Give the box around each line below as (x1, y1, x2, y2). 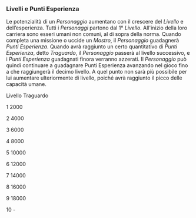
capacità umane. (6, 81, 47, 88)
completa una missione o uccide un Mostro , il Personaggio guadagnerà (6, 37, 180, 44)
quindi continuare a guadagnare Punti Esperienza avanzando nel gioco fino (6, 62, 188, 69)
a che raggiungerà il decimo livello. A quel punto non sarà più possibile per (6, 68, 187, 75)
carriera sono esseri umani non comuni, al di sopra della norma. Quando (6, 31, 181, 38)
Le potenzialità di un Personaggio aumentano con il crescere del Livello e (6, 18, 184, 25)
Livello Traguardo (6, 92, 49, 99)
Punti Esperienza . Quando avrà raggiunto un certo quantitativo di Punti (6, 43, 178, 50)
